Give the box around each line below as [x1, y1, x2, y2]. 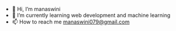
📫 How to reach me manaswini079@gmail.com [11, 18, 130, 25]
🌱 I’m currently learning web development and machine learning [11, 12, 171, 19]
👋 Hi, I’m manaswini [11, 6, 61, 12]
